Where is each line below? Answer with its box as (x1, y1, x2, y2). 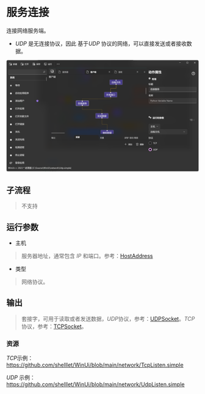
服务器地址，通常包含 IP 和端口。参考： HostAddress (21, 252, 153, 259)
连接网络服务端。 (6, 27, 49, 34)
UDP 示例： (6, 374, 35, 381)
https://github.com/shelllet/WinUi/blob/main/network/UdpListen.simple (6, 381, 185, 388)
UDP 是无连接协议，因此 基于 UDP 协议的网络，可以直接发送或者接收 (15, 40, 187, 47)
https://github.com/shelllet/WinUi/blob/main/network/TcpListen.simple (6, 361, 184, 369)
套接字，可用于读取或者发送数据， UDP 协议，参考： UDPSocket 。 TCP (21, 315, 195, 322)
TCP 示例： (6, 354, 34, 362)
